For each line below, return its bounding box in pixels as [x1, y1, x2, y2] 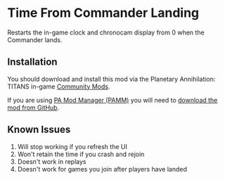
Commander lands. [7, 35, 63, 44]
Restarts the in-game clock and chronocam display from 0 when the [7, 28, 205, 37]
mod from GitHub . [7, 103, 60, 112]
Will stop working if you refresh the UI [17, 142, 128, 150]
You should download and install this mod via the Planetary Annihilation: [7, 75, 216, 83]
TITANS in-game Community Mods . [7, 82, 110, 91]
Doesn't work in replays [17, 157, 86, 166]
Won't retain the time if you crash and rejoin [17, 150, 145, 158]
